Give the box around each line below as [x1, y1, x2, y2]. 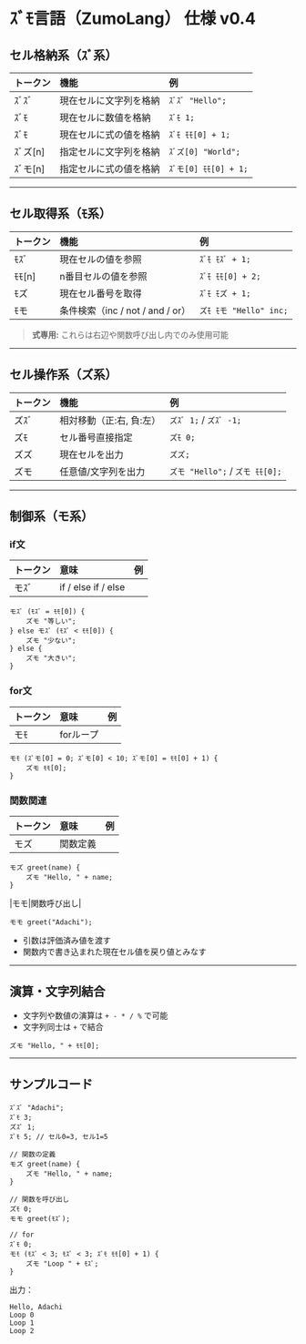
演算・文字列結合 [9, 984, 106, 1000]
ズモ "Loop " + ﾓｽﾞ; [25, 1258, 99, 1268]
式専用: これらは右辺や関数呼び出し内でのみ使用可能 [31, 329, 229, 340]
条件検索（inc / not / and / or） [59, 304, 191, 317]
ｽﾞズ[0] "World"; [168, 147, 241, 157]
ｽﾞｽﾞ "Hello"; [168, 96, 227, 106]
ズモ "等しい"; [25, 616, 76, 626]
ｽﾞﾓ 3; [9, 1113, 33, 1122]
